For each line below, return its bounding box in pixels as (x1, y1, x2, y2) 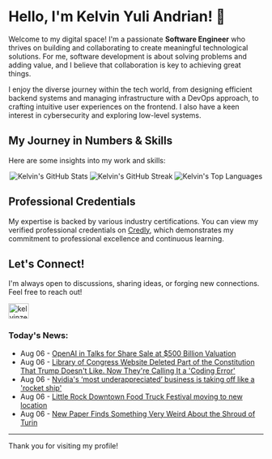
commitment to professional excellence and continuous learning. (8, 233, 224, 243)
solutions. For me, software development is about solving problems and (8, 51, 247, 61)
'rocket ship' (19, 383, 62, 392)
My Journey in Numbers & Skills (8, 134, 173, 148)
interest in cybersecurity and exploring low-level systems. (8, 110, 202, 120)
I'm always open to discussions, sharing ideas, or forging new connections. (8, 279, 260, 288)
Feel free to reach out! (8, 288, 83, 297)
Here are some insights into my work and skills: (8, 155, 166, 165)
